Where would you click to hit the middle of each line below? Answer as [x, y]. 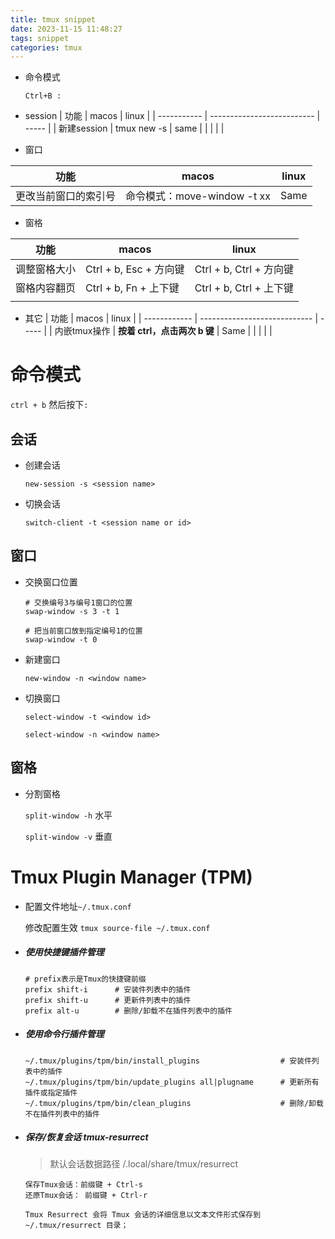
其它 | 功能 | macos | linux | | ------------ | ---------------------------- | [171, 318]
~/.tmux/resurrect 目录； [76, 1226]
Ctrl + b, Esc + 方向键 [135, 269]
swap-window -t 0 [61, 639]
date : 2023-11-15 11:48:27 [66, 29]
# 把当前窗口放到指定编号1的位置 [83, 631]
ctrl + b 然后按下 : [49, 405]
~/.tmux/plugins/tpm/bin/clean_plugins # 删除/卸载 [174, 1103]
